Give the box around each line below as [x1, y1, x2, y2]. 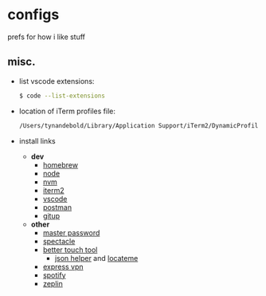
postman [42, 202, 72, 212]
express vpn [42, 262, 84, 271]
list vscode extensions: [18, 76, 95, 85]
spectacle [42, 236, 76, 246]
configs [7, 6, 60, 24]
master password [42, 227, 100, 237]
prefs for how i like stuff [7, 32, 85, 41]
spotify [42, 270, 66, 280]
